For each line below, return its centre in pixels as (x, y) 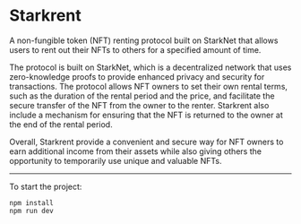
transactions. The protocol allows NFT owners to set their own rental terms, (149, 86)
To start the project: (46, 186)
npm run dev (31, 211)
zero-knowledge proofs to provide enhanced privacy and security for (137, 76)
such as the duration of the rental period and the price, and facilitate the (142, 96)
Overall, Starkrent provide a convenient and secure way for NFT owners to (146, 142)
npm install (31, 202)
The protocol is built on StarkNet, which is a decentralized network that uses (150, 67)
